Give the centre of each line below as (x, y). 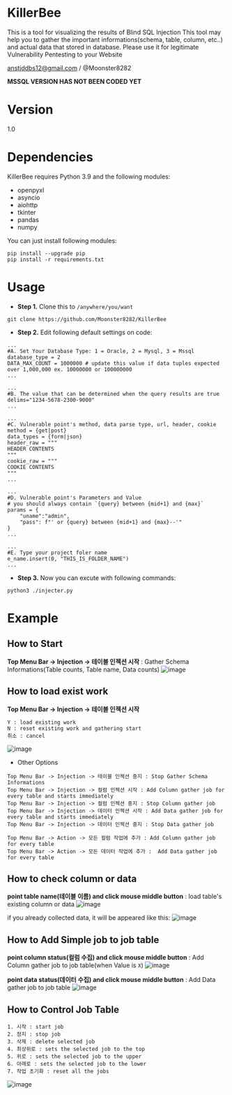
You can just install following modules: (62, 240)
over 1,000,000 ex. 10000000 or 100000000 (70, 369)
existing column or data (41, 904)
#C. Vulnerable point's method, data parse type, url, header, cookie (112, 424)
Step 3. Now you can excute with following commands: (96, 578)
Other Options (38, 762)
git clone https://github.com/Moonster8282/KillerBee (87, 319)
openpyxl (31, 190)
